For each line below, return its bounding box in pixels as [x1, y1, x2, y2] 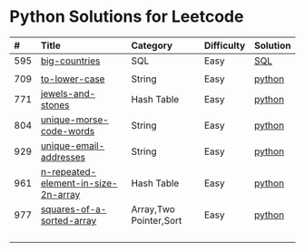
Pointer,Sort [131, 214, 182, 227]
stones [40, 98, 70, 111]
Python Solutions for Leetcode [9, 6, 244, 27]
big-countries [40, 54, 101, 67]
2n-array [40, 188, 81, 200]
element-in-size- [40, 177, 118, 189]
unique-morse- [40, 113, 109, 126]
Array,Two [131, 202, 175, 215]
